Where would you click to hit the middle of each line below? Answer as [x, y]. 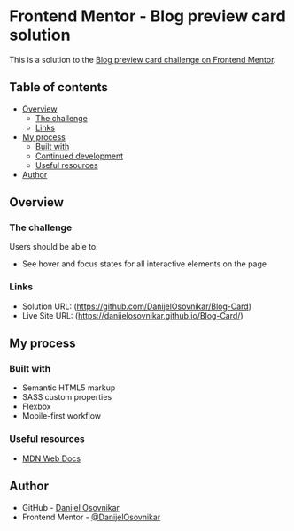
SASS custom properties [67, 397]
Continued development [79, 156]
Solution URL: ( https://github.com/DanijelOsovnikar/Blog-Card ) [137, 306]
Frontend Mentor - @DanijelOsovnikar [91, 517]
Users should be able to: [54, 247]
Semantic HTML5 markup [69, 388]
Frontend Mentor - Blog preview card [147, 16]
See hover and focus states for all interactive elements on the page [144, 264]
